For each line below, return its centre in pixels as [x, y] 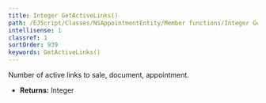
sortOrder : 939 [33, 45]
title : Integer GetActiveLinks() [63, 15]
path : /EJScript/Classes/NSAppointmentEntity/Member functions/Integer [129, 23]
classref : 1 [28, 38]
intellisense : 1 [35, 30]
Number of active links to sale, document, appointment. [99, 75]
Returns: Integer [47, 90]
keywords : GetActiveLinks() [55, 52]
